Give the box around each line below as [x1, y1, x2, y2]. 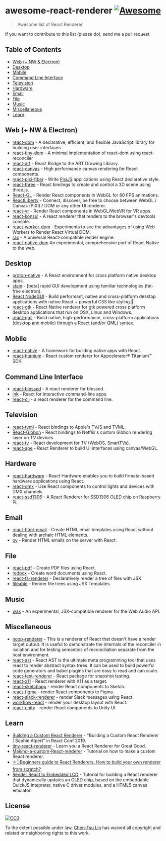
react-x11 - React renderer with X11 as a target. [12, 678, 108, 684]
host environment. [12, 652, 50, 657]
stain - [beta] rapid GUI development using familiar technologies [12, 283, 144, 289]
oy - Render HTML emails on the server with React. [12, 537, 117, 543]
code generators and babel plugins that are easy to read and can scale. [12, 667, 159, 673]
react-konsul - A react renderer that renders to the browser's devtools [12, 213, 156, 219]
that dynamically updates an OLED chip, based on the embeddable [12, 776, 149, 783]
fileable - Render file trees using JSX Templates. [12, 581, 111, 587]
